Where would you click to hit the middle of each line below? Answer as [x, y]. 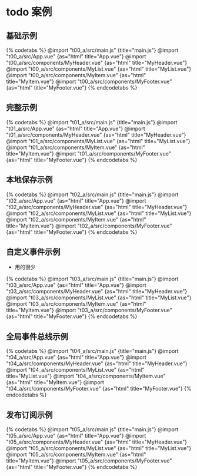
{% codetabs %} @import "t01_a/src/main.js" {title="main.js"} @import [92, 122]
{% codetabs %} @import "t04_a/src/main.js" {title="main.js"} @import [92, 351]
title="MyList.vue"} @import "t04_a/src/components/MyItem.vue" [86, 376]
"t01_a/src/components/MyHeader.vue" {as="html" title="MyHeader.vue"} [96, 135]
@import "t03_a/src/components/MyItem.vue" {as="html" [76, 304]
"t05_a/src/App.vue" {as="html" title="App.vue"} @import [76, 436]
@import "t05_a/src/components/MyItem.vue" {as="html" [76, 455]
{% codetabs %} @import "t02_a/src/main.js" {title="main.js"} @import [92, 194]
